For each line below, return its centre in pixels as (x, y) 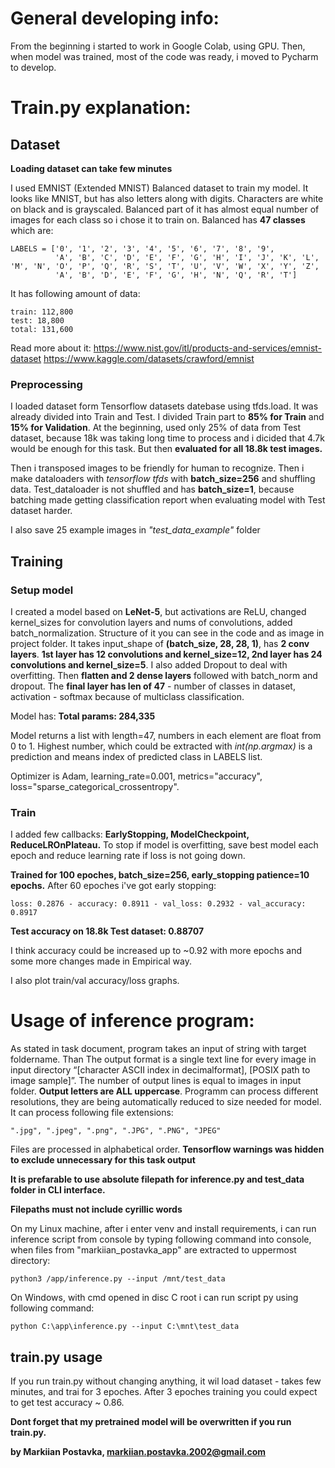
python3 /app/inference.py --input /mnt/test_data (118, 1279)
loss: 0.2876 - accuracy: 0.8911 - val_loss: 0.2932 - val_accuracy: (158, 904)
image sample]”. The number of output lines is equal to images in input (156, 1081)
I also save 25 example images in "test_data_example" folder (135, 530)
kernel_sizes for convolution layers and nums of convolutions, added (151, 622)
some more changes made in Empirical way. (101, 961)
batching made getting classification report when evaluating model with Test (168, 500)
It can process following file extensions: (92, 1113)
